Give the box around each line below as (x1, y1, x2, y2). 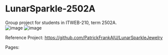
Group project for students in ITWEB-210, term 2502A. (5, 19, 117, 25)
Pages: (5, 44, 19, 50)
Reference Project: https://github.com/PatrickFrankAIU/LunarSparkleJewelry (5, 34, 163, 40)
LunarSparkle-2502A (5, 3, 96, 14)
